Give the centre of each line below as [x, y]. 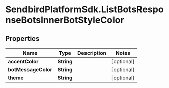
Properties [22, 39]
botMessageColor [30, 70]
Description [92, 53]
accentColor [23, 61]
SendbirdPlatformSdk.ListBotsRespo [84, 9]
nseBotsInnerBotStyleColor [65, 20]
